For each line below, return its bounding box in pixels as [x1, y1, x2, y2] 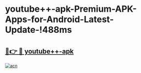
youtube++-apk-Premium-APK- [5, 3, 137, 15]
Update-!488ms [5, 24, 72, 35]
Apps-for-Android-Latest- [5, 14, 114, 25]
